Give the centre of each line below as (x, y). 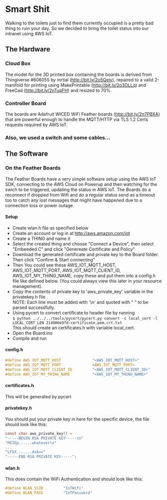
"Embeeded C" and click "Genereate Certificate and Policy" (74, 249)
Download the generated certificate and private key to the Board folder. (86, 254)
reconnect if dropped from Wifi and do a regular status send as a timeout (80, 195)
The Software (27, 154)
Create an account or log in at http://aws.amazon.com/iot (71, 233)
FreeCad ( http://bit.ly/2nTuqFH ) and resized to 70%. (59, 90)
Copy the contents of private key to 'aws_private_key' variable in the (83, 291)
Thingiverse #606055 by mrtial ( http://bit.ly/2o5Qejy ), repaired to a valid (79, 80)
